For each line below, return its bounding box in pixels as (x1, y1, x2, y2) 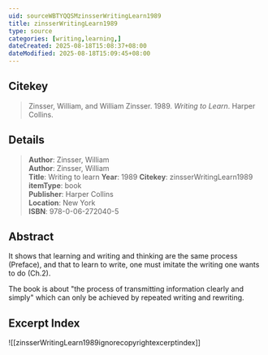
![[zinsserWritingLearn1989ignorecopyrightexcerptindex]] (8, 338, 201, 348)
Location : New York (28, 198, 96, 207)
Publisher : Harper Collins (28, 189, 114, 199)
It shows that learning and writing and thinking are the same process (8, 251, 238, 261)
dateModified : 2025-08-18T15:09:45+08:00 (8, 49, 151, 58)
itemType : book (28, 180, 82, 190)
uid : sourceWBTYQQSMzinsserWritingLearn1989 (8, 11, 162, 20)
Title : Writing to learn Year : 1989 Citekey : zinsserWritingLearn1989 (28, 172, 253, 182)
